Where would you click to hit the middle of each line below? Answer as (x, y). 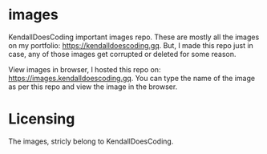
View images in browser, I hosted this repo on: (85, 69)
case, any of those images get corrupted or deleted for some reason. (122, 54)
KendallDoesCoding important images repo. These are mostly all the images (134, 37)
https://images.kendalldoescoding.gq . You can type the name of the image (131, 78)
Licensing (42, 119)
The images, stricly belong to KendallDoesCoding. (91, 141)
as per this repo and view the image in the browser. (93, 87)
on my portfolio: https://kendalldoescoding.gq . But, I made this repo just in (131, 45)
